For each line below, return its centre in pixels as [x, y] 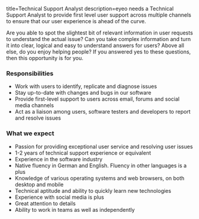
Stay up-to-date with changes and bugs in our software [83, 93]
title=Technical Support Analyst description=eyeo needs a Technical [90, 9]
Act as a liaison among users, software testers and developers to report [102, 112]
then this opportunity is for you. [45, 58]
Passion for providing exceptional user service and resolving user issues [104, 146]
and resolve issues [38, 118]
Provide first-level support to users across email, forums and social [97, 99]
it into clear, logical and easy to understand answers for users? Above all [95, 45]
